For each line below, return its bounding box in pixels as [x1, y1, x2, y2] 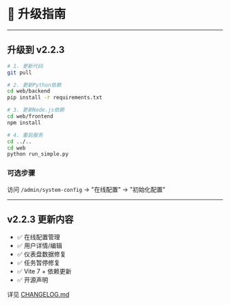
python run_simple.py [7, 151, 69, 158]
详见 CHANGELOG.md [7, 291, 70, 299]
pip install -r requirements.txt [7, 94, 103, 101]
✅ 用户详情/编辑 [16, 241, 63, 250]
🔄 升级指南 [7, 6, 66, 22]
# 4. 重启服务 [7, 132, 43, 138]
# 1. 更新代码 [7, 62, 43, 69]
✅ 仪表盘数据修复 [16, 250, 66, 258]
